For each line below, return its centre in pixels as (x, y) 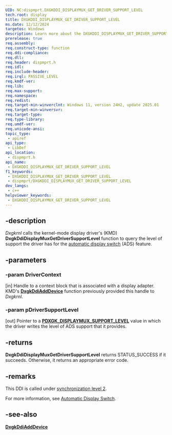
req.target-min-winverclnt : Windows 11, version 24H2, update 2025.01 (82, 105)
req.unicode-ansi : (25, 129)
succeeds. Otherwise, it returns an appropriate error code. (67, 360)
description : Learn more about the (43, 34)
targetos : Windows (25, 29)
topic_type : (18, 133)
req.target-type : (24, 115)
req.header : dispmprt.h (31, 62)
